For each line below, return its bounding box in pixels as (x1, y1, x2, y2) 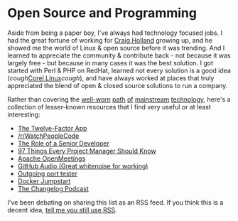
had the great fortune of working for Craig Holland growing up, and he (7, 36, 213, 44)
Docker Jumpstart (17, 176, 71, 185)
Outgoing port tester (17, 169, 78, 178)
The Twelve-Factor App (17, 124, 87, 132)
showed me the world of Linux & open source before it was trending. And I (7, 43, 225, 52)
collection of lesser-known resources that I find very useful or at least (7, 102, 212, 111)
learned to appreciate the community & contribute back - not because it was (7, 51, 231, 60)
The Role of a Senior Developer (17, 139, 110, 147)
